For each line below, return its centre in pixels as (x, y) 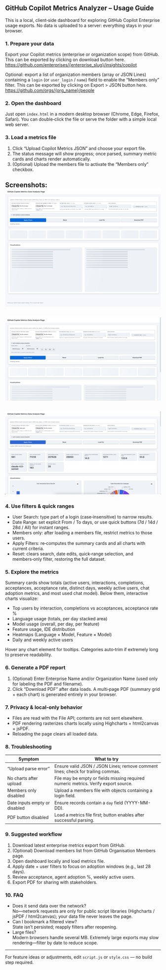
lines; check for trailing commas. (87, 771)
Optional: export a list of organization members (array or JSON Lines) (76, 75)
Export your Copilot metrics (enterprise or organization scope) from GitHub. (82, 55)
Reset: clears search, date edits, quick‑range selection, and (73, 554)
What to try (106, 759)
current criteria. (28, 549)
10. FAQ (14, 895)
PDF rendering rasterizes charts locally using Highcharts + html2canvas (85, 723)
